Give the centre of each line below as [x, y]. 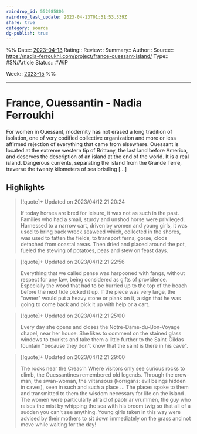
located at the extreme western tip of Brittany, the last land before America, [97, 151]
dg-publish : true [27, 33]
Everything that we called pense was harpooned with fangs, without [103, 273]
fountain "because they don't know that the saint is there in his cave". [104, 345]
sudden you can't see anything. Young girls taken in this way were [100, 412]
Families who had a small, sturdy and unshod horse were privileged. [103, 219]
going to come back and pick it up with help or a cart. [85, 304]
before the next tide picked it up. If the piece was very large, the [98, 291]
